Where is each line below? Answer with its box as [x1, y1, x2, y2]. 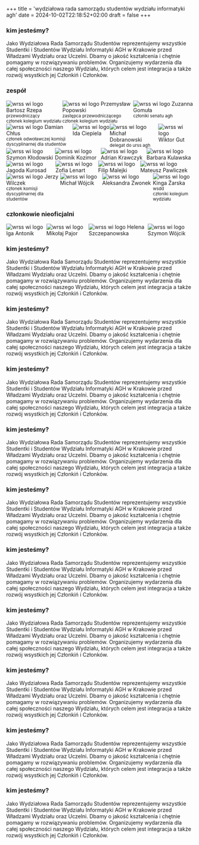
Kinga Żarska [153, 179, 186, 186]
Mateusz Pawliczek [139, 167, 188, 174]
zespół [6, 87, 26, 95]
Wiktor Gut [158, 136, 185, 143]
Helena [127, 223, 145, 231]
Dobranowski [109, 136, 142, 143]
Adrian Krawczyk [100, 153, 143, 161]
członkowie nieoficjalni [6, 210, 74, 218]
